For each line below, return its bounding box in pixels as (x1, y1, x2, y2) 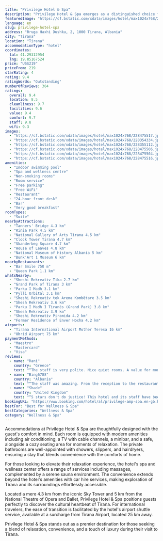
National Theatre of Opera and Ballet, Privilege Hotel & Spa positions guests (5, 496, 157, 502)
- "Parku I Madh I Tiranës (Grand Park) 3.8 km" (9, 304, 110, 309)
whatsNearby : (5, 273, 32, 278)
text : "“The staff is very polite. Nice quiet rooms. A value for (14, 367, 151, 372)
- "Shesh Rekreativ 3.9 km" (9, 309, 66, 314)
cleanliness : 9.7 (9, 102, 45, 107)
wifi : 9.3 (9, 124, 29, 129)
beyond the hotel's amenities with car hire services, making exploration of (5, 477, 153, 482)
